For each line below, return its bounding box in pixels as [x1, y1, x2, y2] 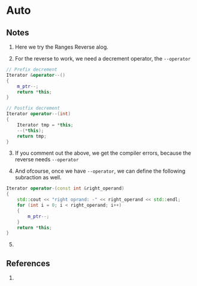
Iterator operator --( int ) [6, 111, 71, 117]
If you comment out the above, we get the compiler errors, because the [14, 149, 192, 156]
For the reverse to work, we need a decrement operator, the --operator [14, 55, 191, 62]
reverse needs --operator [14, 156, 79, 163]
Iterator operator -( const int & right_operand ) [6, 185, 125, 192]
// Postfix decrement [6, 106, 60, 112]
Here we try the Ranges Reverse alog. [14, 43, 109, 50]
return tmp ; [17, 133, 47, 139]
